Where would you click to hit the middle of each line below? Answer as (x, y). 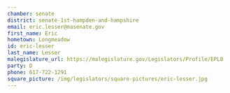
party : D (20, 66)
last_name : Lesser (34, 53)
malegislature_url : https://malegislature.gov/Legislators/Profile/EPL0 (115, 59)
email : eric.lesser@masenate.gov (56, 27)
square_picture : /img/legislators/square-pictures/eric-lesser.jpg (108, 79)
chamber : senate (31, 14)
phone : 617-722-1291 (37, 72)
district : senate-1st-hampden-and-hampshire (73, 20)
